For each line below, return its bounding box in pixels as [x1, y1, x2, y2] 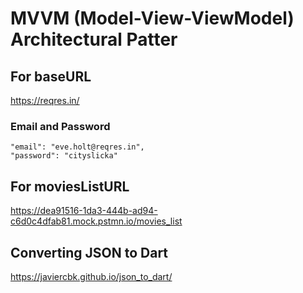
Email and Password [10, 119, 111, 133]
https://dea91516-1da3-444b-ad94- [10, 205, 158, 217]
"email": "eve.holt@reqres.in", [10, 142, 145, 152]
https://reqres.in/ [10, 95, 80, 106]
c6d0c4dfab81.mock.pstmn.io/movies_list [10, 215, 183, 227]
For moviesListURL [10, 178, 130, 195]
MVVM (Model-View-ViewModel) [10, 7, 295, 30]
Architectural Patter [10, 28, 178, 51]
